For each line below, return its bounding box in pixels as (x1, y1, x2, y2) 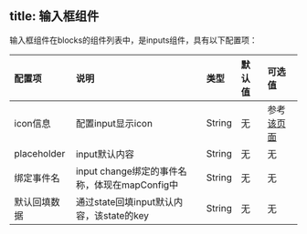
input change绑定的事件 (76, 165, 178, 178)
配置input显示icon (76, 117, 153, 129)
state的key (103, 209, 149, 221)
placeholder (14, 147, 66, 159)
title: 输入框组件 (9, 8, 100, 25)
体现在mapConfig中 (94, 178, 179, 191)
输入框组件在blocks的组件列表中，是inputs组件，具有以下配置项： (9, 35, 258, 46)
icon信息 (14, 117, 52, 129)
